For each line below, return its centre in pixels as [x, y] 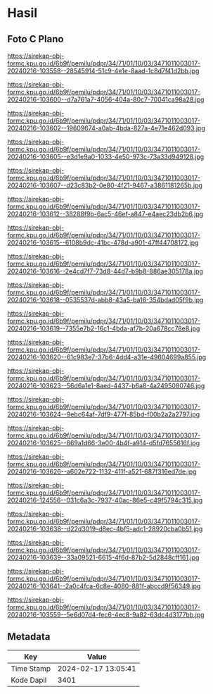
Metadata [29, 637]
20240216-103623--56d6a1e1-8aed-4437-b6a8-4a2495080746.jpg [106, 386]
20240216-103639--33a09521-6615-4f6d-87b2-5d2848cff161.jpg [103, 557]
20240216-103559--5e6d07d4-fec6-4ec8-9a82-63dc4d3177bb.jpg [106, 615]
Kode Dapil [29, 680]
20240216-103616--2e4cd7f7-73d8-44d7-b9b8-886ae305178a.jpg [105, 271]
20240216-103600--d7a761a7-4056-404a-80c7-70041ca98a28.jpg [106, 99]
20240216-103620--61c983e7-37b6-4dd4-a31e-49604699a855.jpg [107, 357]
